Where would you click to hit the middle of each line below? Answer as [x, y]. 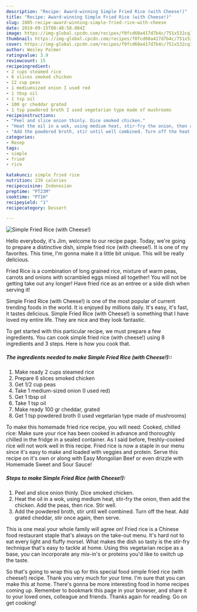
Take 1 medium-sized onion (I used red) [62, 391]
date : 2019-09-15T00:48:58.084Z [45, 28]
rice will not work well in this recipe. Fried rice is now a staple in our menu [95, 446]
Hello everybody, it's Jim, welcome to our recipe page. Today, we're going [96, 241]
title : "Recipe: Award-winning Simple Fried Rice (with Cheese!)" [89, 17]
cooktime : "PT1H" [27, 197]
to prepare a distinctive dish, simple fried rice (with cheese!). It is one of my [97, 247]
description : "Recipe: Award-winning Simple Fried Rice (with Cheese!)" [97, 11]
